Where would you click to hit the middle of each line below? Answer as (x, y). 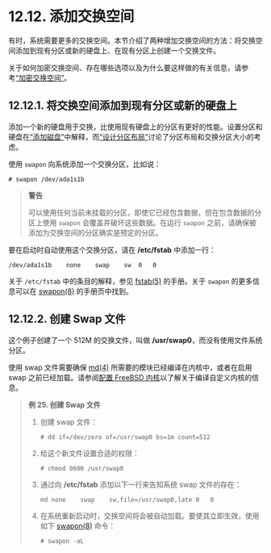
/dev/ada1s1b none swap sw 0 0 (83, 265)
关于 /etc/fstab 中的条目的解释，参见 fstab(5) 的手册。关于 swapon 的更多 (131, 281)
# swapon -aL (62, 541)
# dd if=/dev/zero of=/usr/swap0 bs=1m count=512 (125, 437)
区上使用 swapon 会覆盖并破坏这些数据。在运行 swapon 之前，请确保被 (142, 222)
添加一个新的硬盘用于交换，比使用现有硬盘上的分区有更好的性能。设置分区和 (135, 127)
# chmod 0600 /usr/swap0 (82, 468)
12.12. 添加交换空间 (71, 17)
